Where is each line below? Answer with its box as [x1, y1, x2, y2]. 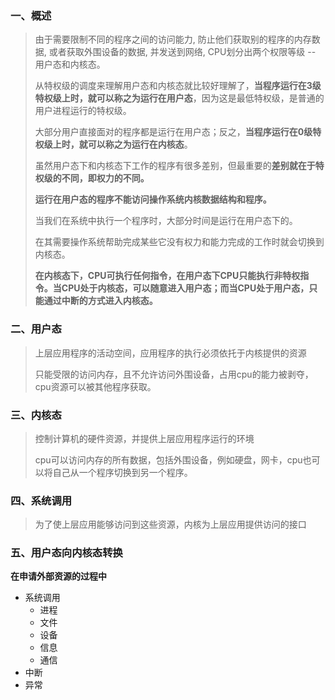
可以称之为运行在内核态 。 [87, 138, 193, 151]
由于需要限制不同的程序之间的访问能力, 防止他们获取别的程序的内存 [34, 33, 312, 46]
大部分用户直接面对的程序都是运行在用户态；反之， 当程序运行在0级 [34, 126, 313, 138]
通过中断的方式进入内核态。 [43, 295, 158, 307]
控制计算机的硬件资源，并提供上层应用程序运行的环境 [34, 432, 255, 444]
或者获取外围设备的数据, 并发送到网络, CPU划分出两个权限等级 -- [48, 46, 317, 58]
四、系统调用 [10, 493, 73, 507]
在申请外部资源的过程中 [10, 570, 107, 582]
